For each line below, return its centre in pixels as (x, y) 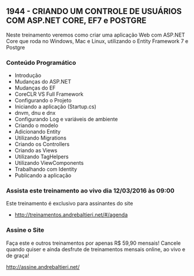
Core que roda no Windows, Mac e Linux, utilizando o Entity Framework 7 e (97, 41)
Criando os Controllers (42, 144)
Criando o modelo (36, 125)
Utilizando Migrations (40, 138)
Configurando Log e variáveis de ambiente (66, 119)
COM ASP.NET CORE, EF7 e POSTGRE (76, 21)
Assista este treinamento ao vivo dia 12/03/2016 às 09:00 (90, 191)
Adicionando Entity (37, 132)
